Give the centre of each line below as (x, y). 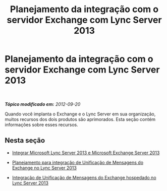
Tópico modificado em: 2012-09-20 (43, 104)
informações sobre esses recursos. (42, 124)
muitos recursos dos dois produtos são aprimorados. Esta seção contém (80, 119)
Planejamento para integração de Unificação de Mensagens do (78, 162)
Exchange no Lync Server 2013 (44, 168)
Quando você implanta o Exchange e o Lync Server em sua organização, (80, 114)
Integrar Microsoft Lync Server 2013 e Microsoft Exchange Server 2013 (86, 153)
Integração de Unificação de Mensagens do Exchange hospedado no (84, 177)
